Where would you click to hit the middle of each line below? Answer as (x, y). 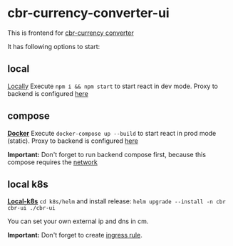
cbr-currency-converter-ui (88, 13)
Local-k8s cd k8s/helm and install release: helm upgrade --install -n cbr (116, 201)
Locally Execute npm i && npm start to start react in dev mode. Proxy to (113, 86)
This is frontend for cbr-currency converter (71, 33)
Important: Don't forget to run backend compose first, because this (107, 154)
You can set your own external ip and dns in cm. (78, 221)
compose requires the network (53, 162)
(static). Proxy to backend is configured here (73, 141)
